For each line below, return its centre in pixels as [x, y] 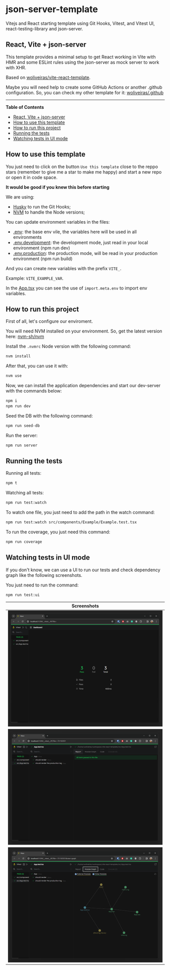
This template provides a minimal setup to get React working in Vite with [81, 57]
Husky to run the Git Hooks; [42, 206]
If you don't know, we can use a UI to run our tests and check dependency [83, 570]
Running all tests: [24, 473]
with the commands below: [34, 391]
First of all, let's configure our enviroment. [49, 321]
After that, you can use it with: [37, 366]
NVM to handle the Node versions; [49, 212]
